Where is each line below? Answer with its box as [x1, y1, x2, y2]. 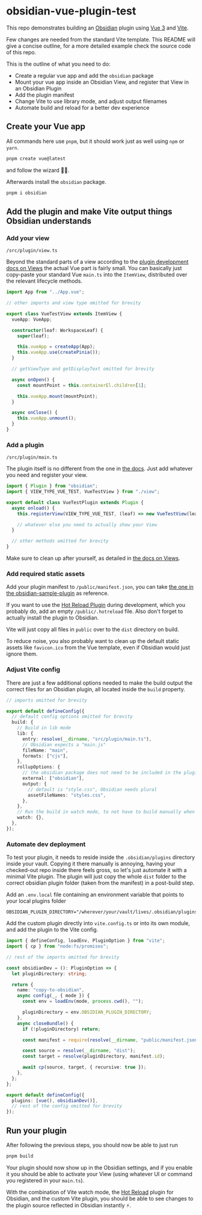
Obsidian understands [6, 216, 92, 226]
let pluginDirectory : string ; [11, 970, 87, 977]
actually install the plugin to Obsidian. [6, 614, 99, 621]
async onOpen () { [11, 377, 55, 383]
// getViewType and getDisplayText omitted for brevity [11, 366, 155, 372]
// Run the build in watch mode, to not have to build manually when [17, 809, 195, 815]
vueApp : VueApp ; [11, 316, 52, 322]
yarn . [6, 143, 19, 151]
